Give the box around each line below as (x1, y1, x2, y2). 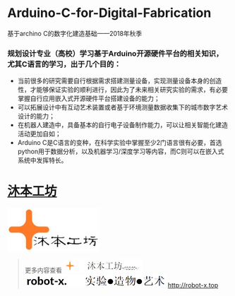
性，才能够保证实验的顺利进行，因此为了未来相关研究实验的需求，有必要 (17, 85, 228, 94)
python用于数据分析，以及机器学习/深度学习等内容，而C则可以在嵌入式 (17, 147, 224, 156)
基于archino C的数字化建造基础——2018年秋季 (7, 29, 143, 37)
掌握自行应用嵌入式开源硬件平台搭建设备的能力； (17, 94, 160, 103)
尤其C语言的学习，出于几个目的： (7, 59, 121, 69)
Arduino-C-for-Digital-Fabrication (7, 5, 212, 21)
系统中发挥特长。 (17, 156, 68, 165)
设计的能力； (17, 112, 55, 121)
